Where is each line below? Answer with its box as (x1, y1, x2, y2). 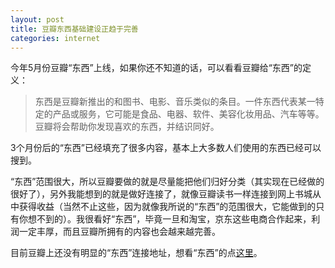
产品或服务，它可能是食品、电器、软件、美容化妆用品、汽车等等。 (52, 108, 325, 120)
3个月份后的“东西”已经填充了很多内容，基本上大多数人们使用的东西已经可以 (10, 142, 322, 154)
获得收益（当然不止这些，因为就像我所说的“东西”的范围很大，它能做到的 (18, 201, 317, 213)
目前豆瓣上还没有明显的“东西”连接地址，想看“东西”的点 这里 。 (10, 247, 263, 259)
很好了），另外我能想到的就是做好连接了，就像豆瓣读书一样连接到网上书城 (10, 188, 313, 200)
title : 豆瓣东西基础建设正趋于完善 (10, 24, 139, 34)
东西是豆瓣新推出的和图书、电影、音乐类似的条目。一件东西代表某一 (34, 96, 316, 108)
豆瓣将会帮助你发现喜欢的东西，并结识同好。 (34, 121, 220, 133)
